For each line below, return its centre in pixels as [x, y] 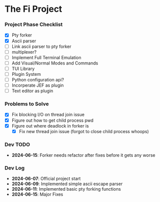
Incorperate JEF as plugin [38, 85]
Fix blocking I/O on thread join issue [48, 115]
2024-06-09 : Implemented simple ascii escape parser [67, 184]
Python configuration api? [38, 79]
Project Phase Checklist [34, 25]
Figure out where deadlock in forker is [50, 126]
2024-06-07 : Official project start [46, 179]
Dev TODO [17, 144]
